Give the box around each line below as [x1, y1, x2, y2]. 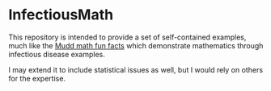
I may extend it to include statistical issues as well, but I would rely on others [8, 64, 264, 74]
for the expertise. [8, 73, 66, 83]
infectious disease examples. [8, 49, 105, 59]
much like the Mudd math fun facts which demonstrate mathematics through [8, 40, 264, 50]
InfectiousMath [8, 6, 114, 24]
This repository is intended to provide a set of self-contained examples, [8, 32, 247, 42]
